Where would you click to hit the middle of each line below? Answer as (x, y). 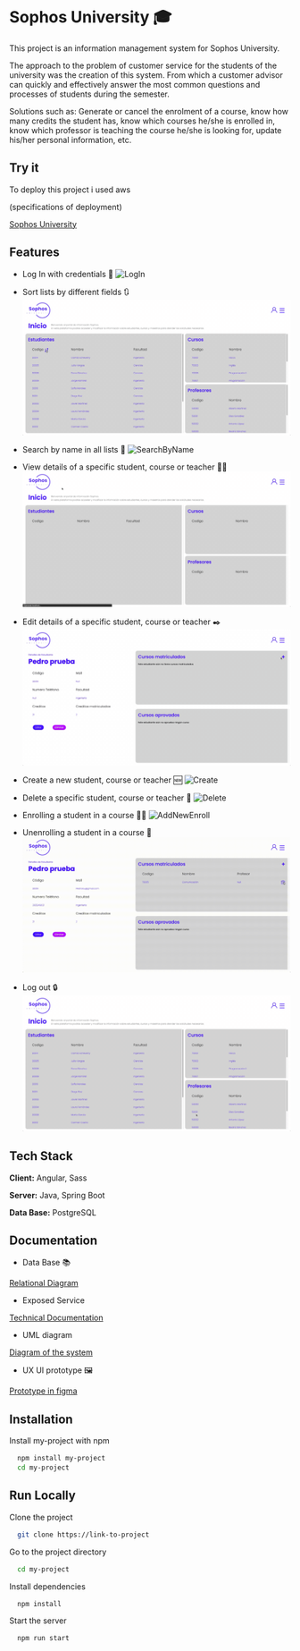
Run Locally (42, 1496)
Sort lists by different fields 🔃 (76, 292)
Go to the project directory (58, 1552)
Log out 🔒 (40, 987)
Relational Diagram (44, 1283)
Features (34, 253)
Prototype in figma (43, 1391)
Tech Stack (41, 1156)
